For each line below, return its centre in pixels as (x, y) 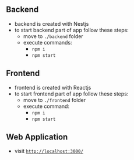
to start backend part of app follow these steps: (72, 30)
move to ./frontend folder (54, 100)
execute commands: (47, 42)
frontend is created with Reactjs (53, 87)
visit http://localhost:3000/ (49, 151)
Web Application (37, 137)
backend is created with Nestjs (52, 23)
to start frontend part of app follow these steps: (71, 94)
